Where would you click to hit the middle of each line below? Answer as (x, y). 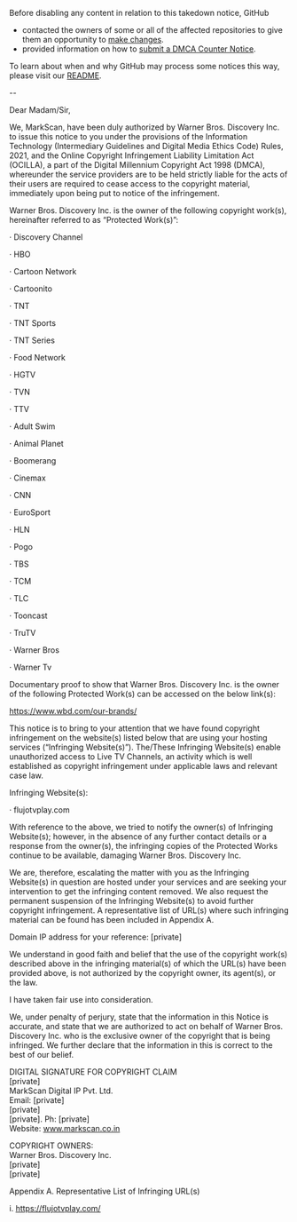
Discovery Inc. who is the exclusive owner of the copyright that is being (140, 1036)
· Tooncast (28, 615)
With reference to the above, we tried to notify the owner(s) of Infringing (141, 827)
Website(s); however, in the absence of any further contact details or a (138, 837)
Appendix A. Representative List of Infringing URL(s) (105, 1191)
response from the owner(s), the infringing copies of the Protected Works (144, 846)
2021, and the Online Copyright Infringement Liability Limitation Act (132, 155)
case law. (27, 775)
